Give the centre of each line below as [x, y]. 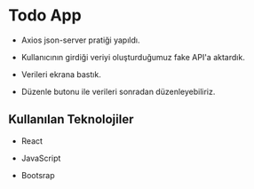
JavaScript [41, 158]
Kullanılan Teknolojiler [71, 119]
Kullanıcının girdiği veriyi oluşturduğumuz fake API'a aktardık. [133, 57]
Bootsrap [38, 175]
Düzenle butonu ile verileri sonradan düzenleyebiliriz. [118, 91]
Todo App [45, 16]
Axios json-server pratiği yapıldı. [80, 40]
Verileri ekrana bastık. [61, 74]
